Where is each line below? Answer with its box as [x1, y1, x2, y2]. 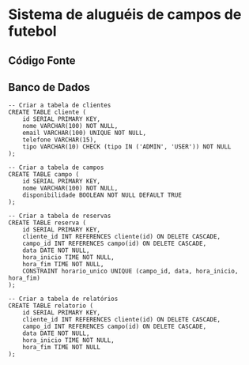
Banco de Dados [8, 81, 91, 94]
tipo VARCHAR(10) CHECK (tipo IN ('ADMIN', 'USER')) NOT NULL [22, 143, 232, 151]
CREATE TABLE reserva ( [8, 219, 87, 227]
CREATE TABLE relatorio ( [8, 302, 93, 310]
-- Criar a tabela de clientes [8, 101, 111, 110]
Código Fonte [8, 54, 77, 67]
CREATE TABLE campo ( [8, 171, 80, 179]
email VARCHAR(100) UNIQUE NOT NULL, [22, 129, 147, 137]
